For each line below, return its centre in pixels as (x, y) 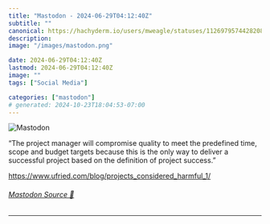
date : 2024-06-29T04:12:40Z (55, 60)
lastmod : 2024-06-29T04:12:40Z (61, 68)
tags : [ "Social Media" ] (48, 83)
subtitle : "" (30, 23)
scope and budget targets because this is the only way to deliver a (119, 152)
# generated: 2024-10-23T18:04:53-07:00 (77, 105)
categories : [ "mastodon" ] (51, 97)
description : (30, 38)
